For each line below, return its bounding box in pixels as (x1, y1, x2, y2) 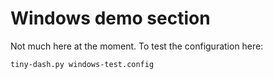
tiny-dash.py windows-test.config (10, 59, 155, 69)
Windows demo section (10, 7, 211, 30)
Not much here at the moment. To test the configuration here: (10, 40, 264, 52)
